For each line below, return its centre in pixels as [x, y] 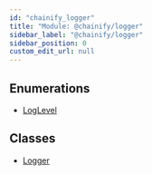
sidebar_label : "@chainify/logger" [76, 34]
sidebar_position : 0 [48, 43]
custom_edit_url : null [52, 52]
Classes [33, 138]
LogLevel [39, 110]
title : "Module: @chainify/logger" [76, 26]
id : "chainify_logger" [52, 18]
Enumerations [50, 88]
